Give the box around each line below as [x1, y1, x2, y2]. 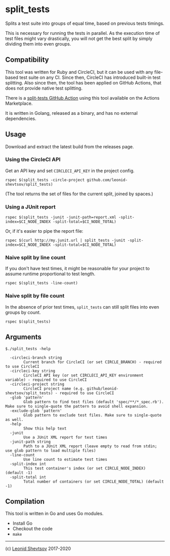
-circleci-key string [10, 368, 56, 373]
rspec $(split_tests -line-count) [5, 281, 78, 286]
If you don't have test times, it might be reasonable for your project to [5, 266, 150, 272]
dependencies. [5, 115, 36, 121]
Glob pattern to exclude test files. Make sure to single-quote [23, 412, 162, 418]
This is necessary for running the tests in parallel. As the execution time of [5, 30, 160, 36]
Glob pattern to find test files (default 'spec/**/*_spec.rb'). [23, 399, 164, 404]
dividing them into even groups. [5, 40, 71, 47]
